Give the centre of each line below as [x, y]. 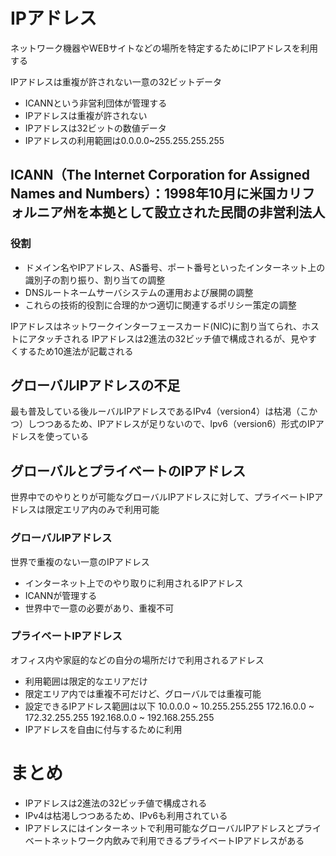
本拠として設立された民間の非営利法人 [207, 212]
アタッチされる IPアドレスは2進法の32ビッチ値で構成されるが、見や [168, 338]
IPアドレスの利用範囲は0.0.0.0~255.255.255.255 [124, 140]
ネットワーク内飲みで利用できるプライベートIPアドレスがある [178, 840]
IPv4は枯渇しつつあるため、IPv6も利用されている [126, 815]
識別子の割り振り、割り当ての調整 [95, 280]
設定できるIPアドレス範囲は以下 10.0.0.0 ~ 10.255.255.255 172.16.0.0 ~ [169, 706]
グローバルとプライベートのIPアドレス [128, 470]
